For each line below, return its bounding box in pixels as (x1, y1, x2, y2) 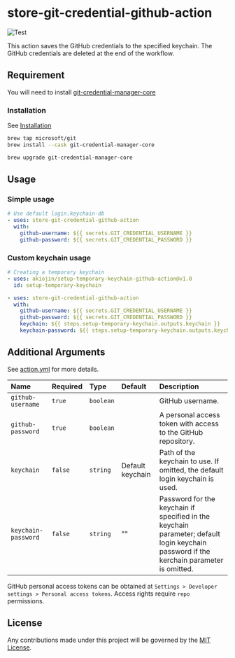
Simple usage (7, 194, 55, 204)
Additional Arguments (7, 346, 106, 358)
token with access (159, 419, 219, 428)
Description (159, 381, 199, 391)
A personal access (159, 409, 220, 419)
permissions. (7, 596, 45, 605)
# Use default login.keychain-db (7, 210, 105, 218)
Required (51, 381, 83, 391)
